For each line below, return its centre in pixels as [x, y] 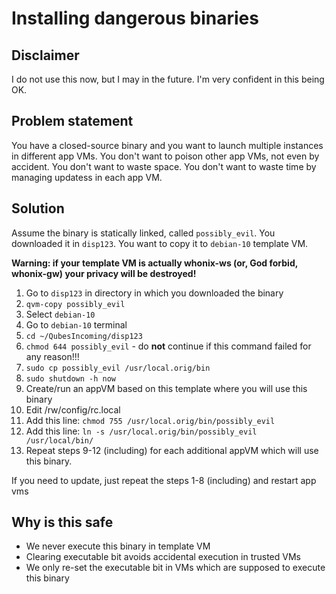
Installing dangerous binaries [135, 18]
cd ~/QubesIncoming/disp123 [84, 336]
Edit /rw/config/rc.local [73, 409]
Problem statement [72, 121]
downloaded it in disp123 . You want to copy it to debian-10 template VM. [160, 243]
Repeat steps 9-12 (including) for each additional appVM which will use [172, 450]
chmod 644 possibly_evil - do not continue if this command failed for [168, 346]
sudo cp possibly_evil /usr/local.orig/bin [118, 368]
